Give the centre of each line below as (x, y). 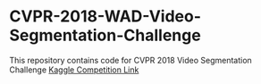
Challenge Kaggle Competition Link (74, 70)
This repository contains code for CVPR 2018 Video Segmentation (130, 60)
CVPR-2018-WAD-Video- (105, 17)
